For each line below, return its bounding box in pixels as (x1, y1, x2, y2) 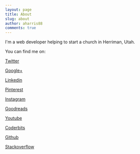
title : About (5, 12, 32, 17)
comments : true (5, 26, 36, 31)
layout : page (5, 7, 32, 12)
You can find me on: (5, 49, 46, 55)
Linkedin (5, 77, 23, 83)
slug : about (5, 16, 29, 21)
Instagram (5, 96, 26, 102)
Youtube (5, 115, 22, 121)
